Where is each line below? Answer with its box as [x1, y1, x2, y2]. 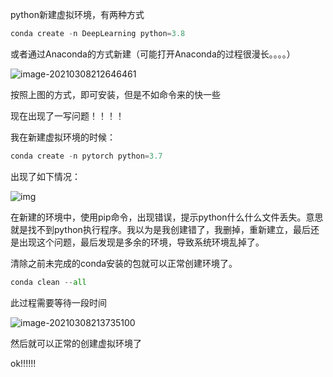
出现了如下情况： [10, 170, 81, 182]
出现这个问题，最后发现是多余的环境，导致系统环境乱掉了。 [18, 236, 265, 248]
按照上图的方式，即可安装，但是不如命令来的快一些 [10, 88, 221, 100]
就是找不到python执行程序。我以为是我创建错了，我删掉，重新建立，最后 [10, 223, 311, 235]
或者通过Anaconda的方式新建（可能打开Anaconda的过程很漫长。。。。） [10, 48, 296, 60]
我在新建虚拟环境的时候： [10, 131, 116, 143]
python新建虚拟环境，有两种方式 [10, 9, 145, 20]
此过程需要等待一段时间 [10, 296, 107, 308]
